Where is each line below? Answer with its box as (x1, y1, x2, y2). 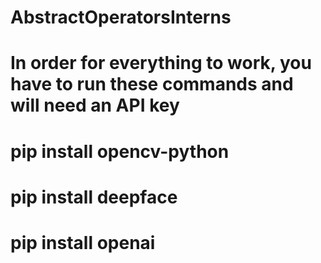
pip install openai (10, 231, 156, 254)
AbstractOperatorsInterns (10, 6, 232, 29)
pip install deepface (10, 186, 178, 208)
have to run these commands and (10, 73, 294, 96)
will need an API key (10, 94, 180, 117)
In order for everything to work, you (10, 52, 312, 75)
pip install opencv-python (10, 140, 230, 163)
